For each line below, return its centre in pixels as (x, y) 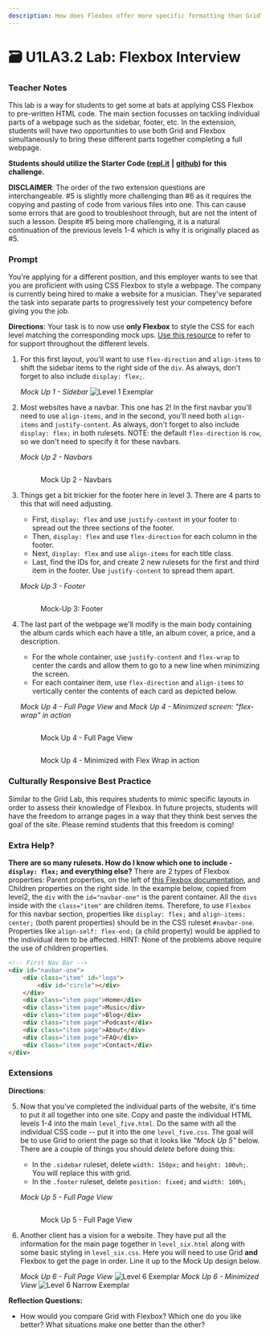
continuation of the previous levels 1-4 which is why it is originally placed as (134, 231)
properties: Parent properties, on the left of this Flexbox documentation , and (134, 880)
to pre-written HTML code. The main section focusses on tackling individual (134, 114)
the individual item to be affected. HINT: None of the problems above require (135, 940)
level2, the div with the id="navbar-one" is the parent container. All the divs (133, 897)
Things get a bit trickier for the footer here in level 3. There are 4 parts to (140, 496)
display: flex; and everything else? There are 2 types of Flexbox (119, 871)
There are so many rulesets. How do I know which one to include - (121, 863)
